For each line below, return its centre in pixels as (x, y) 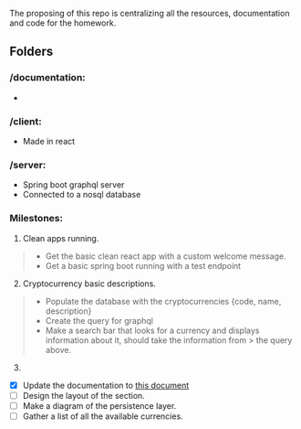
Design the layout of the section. (84, 395)
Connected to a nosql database (82, 195)
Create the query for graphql (99, 320)
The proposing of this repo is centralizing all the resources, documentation (150, 13)
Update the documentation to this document (106, 385)
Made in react (49, 141)
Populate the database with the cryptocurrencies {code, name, (163, 301)
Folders (31, 52)
